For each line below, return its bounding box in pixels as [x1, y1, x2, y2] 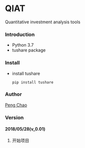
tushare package [12, 47, 46, 53]
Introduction [5, 31, 35, 38]
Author [5, 91, 22, 98]
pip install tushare [12, 80, 54, 85]
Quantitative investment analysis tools [5, 19, 81, 25]
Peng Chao [5, 102, 28, 108]
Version [5, 114, 24, 121]
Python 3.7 [12, 42, 34, 48]
